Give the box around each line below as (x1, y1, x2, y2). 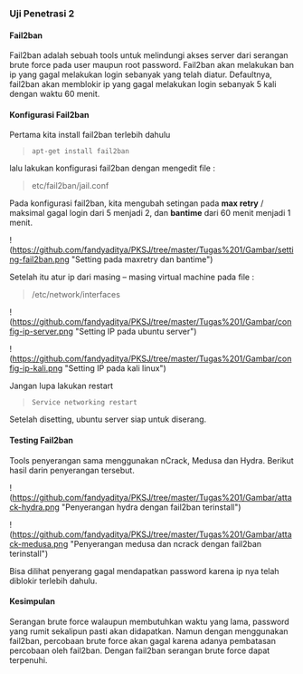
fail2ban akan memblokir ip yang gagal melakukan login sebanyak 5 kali (9, 79, 277, 90)
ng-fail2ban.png (9, 254, 70, 265)
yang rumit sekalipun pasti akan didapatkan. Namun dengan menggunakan (9, 625, 289, 637)
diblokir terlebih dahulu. (9, 575, 98, 586)
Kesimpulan (9, 596, 56, 607)
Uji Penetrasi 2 (9, 7, 75, 20)
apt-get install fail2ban (31, 147, 129, 156)
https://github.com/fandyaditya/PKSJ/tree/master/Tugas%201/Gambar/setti (12, 244, 294, 256)
